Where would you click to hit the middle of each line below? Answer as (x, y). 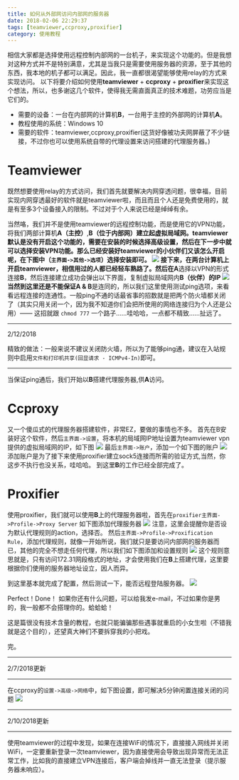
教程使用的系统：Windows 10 (60, 124)
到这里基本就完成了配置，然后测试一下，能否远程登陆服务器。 (98, 583)
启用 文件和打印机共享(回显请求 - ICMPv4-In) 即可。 (89, 358)
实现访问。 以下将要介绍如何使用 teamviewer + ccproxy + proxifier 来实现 (115, 82)
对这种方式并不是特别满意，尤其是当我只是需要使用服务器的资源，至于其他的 (119, 64)
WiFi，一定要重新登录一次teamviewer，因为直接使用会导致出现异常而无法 (115, 752)
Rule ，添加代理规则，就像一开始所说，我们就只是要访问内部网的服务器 (110, 541)
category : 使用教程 (34, 34)
